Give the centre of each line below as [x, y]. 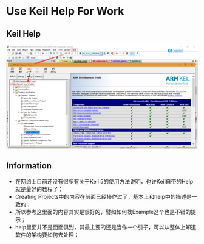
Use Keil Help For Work [65, 11]
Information [29, 166]
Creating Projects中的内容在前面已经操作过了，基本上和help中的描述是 [104, 196]
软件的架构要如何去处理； [47, 235]
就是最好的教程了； [39, 189]
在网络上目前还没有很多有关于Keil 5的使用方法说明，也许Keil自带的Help [104, 181]
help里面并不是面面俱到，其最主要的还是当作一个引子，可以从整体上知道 [106, 227]
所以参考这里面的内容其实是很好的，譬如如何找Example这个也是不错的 [103, 212]
